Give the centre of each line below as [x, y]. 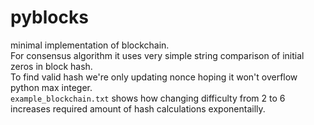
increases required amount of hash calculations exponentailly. [138, 108]
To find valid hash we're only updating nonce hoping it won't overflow [154, 77]
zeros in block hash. [51, 66]
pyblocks [49, 17]
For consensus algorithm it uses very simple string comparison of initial [157, 55]
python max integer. [51, 87]
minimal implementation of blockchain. [90, 45]
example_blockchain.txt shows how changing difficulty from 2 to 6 [148, 98]
